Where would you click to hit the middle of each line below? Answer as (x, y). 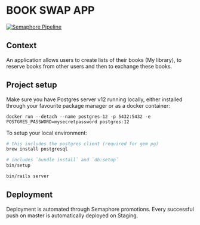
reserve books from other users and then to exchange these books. (89, 66)
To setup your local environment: (47, 133)
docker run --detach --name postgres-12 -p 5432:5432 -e (79, 117)
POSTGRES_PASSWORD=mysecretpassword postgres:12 (68, 122)
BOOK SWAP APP (50, 10)
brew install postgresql (37, 149)
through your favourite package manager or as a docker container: (88, 105)
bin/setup (19, 165)
